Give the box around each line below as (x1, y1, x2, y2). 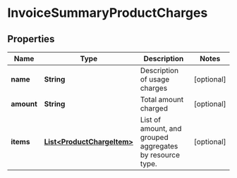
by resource (140, 150, 181, 160)
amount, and (140, 124, 182, 133)
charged (140, 103, 168, 113)
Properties (7, 33, 55, 45)
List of (140, 115, 161, 125)
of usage (140, 75, 170, 84)
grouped (140, 132, 169, 142)
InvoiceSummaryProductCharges (7, 5, 208, 21)
